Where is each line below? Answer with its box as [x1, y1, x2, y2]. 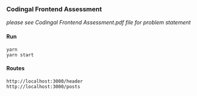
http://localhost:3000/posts [6, 83, 81, 90]
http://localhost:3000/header [6, 78, 84, 84]
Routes [6, 65, 25, 72]
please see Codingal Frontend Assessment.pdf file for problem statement [6, 19, 191, 26]
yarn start [6, 51, 34, 58]
